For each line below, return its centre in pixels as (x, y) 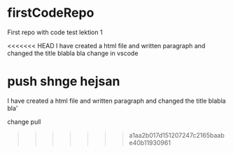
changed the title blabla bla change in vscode (73, 53)
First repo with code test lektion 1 (55, 32)
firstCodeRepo (51, 13)
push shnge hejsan (64, 81)
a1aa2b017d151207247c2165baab (177, 135)
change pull (24, 122)
